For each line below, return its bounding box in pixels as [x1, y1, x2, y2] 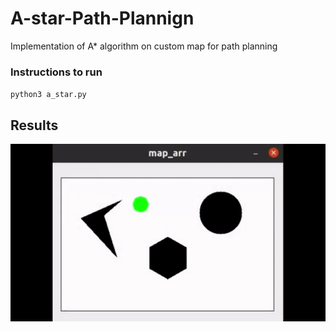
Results [10, 117, 59, 134]
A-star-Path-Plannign [10, 7, 195, 30]
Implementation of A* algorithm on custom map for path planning [10, 40, 278, 52]
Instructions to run [10, 65, 103, 79]
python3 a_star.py [10, 90, 87, 100]
